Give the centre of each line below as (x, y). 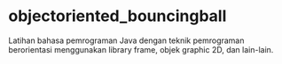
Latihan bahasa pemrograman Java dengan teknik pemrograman (126, 40)
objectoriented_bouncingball (117, 16)
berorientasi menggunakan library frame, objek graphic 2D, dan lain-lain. (141, 49)
